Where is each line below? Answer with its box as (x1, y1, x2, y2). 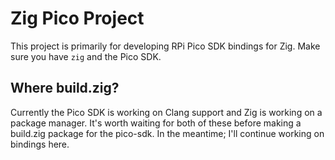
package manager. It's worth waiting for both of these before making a (10, 117, 302, 129)
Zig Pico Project (10, 7, 145, 30)
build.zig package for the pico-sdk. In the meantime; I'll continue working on (10, 127, 325, 139)
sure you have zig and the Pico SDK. (10, 50, 162, 62)
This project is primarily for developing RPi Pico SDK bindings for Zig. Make (10, 40, 321, 52)
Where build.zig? (10, 80, 120, 97)
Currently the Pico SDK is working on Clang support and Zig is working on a (10, 106, 323, 118)
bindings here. (10, 138, 70, 150)
